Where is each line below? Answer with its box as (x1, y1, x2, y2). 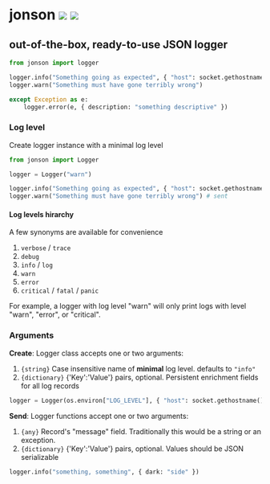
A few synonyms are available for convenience (9, 228, 163, 237)
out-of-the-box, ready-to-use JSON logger (9, 38, 228, 51)
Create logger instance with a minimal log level (9, 140, 163, 150)
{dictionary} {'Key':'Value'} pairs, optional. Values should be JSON (20, 444, 244, 453)
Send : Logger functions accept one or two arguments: (9, 411, 189, 420)
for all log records (20, 380, 79, 391)
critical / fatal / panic (20, 285, 99, 295)
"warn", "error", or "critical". (9, 310, 101, 319)
